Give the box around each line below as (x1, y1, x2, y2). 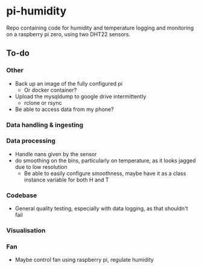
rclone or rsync (24, 99, 62, 106)
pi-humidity (6, 4, 67, 18)
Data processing (6, 137, 56, 145)
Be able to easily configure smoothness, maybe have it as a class (24, 169, 186, 177)
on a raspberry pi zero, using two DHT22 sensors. (6, 30, 131, 37)
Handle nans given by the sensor (14, 150, 98, 157)
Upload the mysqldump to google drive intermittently (14, 92, 147, 100)
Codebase (6, 191, 37, 200)
